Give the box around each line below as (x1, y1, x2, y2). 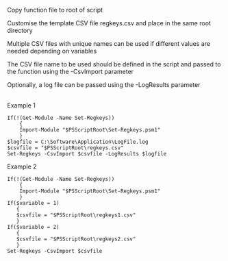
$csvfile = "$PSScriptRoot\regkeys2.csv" (16, 236, 136, 243)
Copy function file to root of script (7, 6, 103, 14)
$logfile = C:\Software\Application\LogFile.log (7, 138, 149, 145)
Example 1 (7, 101, 36, 109)
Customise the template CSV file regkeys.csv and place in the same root (7, 19, 211, 27)
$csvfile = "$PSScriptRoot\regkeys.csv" (7, 145, 125, 151)
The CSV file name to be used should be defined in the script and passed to (7, 60, 221, 68)
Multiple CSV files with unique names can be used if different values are (7, 40, 211, 47)
